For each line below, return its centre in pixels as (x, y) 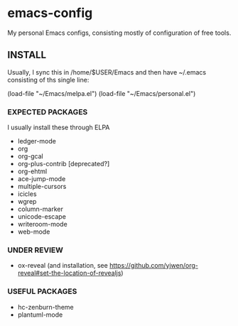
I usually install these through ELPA (59, 127)
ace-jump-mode (42, 179)
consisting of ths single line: (48, 80)
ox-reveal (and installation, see (63, 266)
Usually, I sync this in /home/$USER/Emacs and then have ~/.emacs (107, 72)
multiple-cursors (42, 187)
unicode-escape (42, 217)
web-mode (34, 232)
